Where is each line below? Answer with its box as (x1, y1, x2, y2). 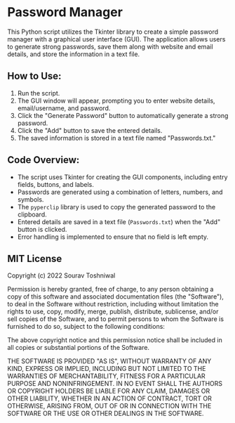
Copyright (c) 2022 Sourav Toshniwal (7, 271, 116, 280)
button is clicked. (17, 225, 67, 233)
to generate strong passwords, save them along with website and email (7, 42, 213, 51)
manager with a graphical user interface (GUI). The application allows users (7, 34, 226, 43)
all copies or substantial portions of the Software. (7, 344, 149, 352)
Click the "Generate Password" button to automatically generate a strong (17, 111, 229, 119)
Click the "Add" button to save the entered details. (17, 126, 163, 134)
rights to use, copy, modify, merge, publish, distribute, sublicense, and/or (7, 307, 219, 316)
